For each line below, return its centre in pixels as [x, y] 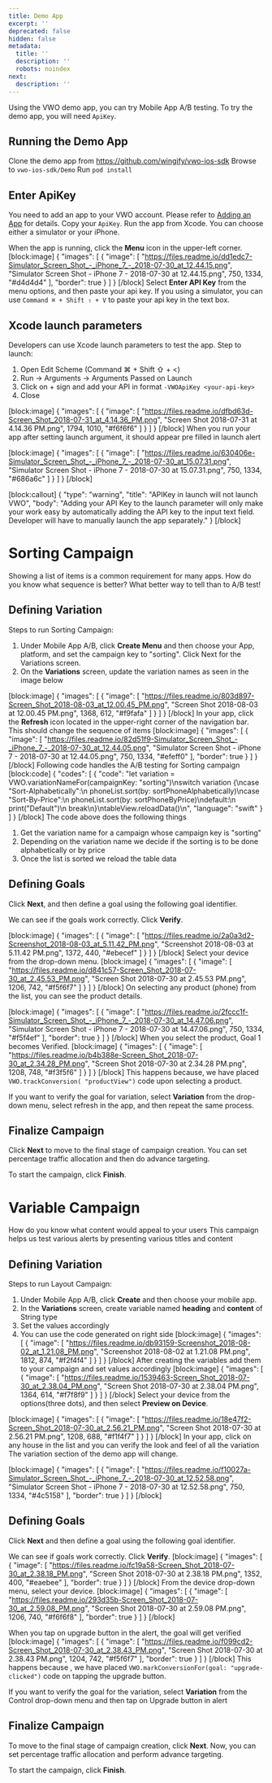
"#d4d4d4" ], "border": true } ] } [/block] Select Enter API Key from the [127, 282]
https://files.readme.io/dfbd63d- [199, 411]
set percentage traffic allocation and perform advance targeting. [116, 1754]
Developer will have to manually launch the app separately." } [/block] [125, 520]
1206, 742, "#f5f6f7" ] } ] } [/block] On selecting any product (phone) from [132, 987]
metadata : [25, 46]
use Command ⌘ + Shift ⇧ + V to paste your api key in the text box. [119, 300]
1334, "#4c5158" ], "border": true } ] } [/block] [85, 1496]
